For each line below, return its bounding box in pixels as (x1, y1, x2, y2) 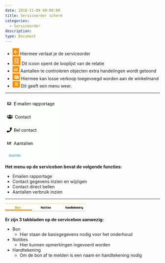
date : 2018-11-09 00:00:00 (5, 8, 60, 13)
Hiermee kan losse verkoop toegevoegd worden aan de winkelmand (21, 76, 159, 81)
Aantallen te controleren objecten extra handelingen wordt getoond (20, 68, 157, 74)
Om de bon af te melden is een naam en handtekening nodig (19, 252, 142, 258)
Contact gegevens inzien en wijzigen (12, 178, 87, 184)
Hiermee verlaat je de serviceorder (20, 51, 91, 57)
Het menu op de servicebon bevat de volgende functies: (5, 164, 122, 170)
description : (5, 29, 32, 34)
